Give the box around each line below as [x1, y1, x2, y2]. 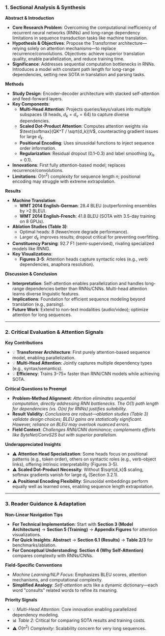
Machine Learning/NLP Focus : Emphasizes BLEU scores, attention [12, 572, 147, 578]
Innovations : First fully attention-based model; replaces [12, 162, 126, 168]
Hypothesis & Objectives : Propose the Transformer [12, 40, 117, 46]
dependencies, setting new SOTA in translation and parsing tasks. [12, 72, 146, 78]
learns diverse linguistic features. [12, 291, 80, 297]
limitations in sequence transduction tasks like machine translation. [12, 35, 148, 41]
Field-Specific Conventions [5, 562, 62, 568]
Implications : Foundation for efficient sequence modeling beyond [12, 296, 146, 302]
